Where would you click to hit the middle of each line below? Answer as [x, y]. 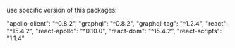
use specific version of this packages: [62, 10]
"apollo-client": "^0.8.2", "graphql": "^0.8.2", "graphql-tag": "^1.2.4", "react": [117, 23]
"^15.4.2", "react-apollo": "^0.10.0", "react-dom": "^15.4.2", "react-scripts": [114, 31]
